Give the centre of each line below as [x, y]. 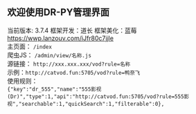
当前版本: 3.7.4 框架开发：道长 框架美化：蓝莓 [72, 30]
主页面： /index [29, 46]
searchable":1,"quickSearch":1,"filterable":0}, [93, 104]
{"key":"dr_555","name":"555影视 [54, 89]
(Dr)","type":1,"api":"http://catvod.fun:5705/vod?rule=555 [96, 96]
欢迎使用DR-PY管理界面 [58, 12]
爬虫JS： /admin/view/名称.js [50, 55]
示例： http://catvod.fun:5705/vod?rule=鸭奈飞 [74, 72]
